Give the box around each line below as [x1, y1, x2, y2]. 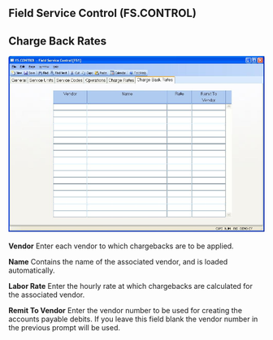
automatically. [8, 265, 55, 275]
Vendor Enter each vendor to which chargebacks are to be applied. [8, 241, 234, 251]
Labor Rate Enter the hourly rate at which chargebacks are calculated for [8, 281, 253, 291]
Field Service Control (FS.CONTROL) [8, 6, 197, 20]
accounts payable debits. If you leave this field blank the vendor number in [8, 314, 258, 324]
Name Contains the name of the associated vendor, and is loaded [8, 256, 228, 266]
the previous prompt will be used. [8, 322, 120, 332]
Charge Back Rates [8, 34, 107, 48]
